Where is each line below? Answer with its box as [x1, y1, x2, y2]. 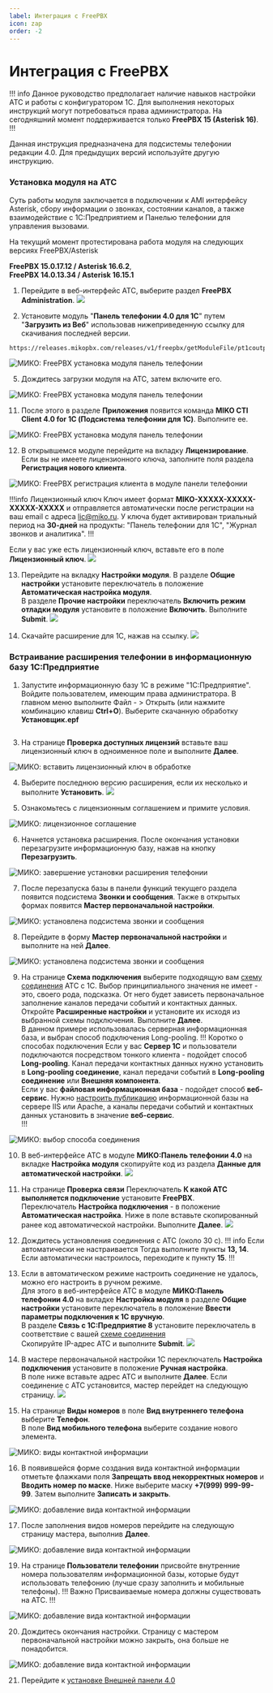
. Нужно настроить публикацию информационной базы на [46, 1093, 250, 1102]
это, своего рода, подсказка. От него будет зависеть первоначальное [20, 989, 265, 999]
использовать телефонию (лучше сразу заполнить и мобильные [20, 1578, 245, 1587]
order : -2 [9, 27, 43, 35]
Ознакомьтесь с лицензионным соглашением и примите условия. [20, 803, 250, 812]
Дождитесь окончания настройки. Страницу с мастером [20, 1626, 219, 1636]
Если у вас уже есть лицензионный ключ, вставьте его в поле [9, 545, 224, 555]
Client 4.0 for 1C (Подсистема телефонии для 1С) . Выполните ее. [20, 414, 249, 424]
